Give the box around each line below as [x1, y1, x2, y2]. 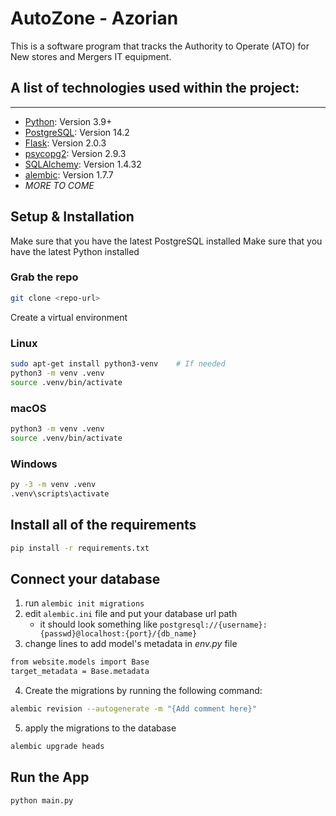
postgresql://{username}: [159, 620, 268, 631]
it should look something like [39, 618, 158, 631]
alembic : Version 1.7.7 [24, 168, 114, 181]
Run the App [10, 769, 90, 786]
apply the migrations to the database [24, 722, 177, 734]
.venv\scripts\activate [10, 488, 110, 499]
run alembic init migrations [24, 597, 145, 609]
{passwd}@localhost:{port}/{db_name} [39, 629, 198, 639]
